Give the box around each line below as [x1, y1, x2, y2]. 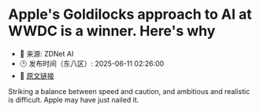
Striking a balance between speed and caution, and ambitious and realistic [8, 86, 251, 96]
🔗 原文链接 [19, 70, 54, 80]
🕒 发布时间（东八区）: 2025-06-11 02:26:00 [19, 59, 165, 68]
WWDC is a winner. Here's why [8, 22, 216, 40]
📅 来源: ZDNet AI [19, 49, 74, 58]
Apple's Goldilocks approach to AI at [8, 5, 252, 23]
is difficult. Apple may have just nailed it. [8, 95, 139, 104]
